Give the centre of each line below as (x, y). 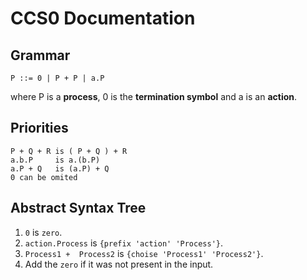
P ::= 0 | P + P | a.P (57, 78)
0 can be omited (44, 177)
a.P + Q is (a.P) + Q (60, 168)
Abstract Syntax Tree (78, 208)
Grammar (40, 55)
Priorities (39, 128)
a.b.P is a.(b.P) (55, 160)
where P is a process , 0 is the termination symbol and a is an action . (154, 96)
